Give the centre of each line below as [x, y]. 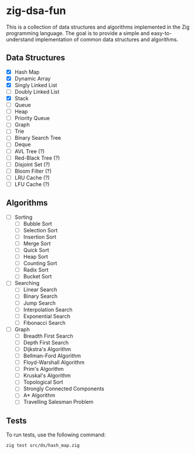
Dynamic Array [32, 78]
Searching [27, 283]
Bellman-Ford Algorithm [52, 356]
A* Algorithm [39, 395]
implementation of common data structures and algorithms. [107, 39]
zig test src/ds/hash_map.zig [43, 446]
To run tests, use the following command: [56, 435]
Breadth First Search [48, 336]
